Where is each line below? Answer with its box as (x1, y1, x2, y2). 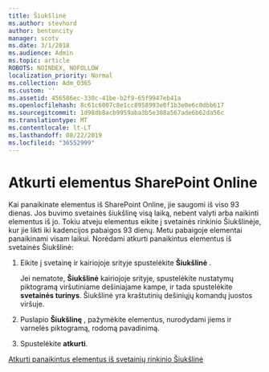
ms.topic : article (8, 57, 70, 65)
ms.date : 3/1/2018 (8, 42, 70, 50)
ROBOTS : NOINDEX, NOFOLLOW (8, 64, 99, 72)
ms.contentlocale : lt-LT (8, 124, 92, 132)
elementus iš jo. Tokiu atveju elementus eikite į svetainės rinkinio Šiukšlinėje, (8, 217, 262, 227)
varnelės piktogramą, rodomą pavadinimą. (19, 323, 160, 333)
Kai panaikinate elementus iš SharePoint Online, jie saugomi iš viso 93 (8, 200, 239, 210)
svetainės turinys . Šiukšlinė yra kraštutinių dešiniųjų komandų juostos (19, 291, 253, 300)
